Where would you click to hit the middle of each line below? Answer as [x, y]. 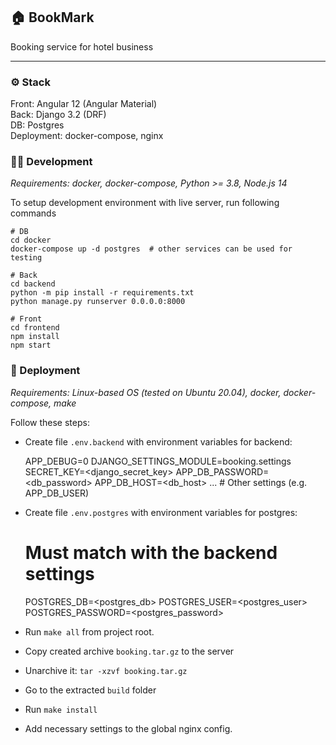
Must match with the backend [151, 552]
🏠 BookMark [52, 17]
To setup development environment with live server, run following [145, 203]
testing [26, 258]
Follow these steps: [50, 422]
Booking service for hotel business [82, 46]
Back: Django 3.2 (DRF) [58, 115]
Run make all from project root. [89, 631]
